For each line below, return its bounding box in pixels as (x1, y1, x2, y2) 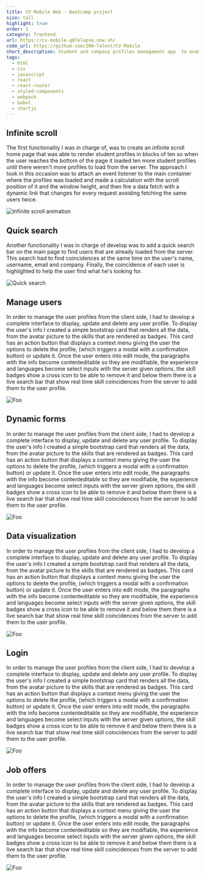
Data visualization (6, 531, 76, 542)
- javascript (12, 71, 45, 77)
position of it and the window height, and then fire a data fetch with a (6, 183, 180, 190)
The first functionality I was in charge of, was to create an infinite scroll (6, 144, 185, 151)
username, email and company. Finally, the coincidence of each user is (6, 261, 185, 268)
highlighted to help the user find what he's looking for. (6, 268, 142, 275)
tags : (6, 54, 20, 60)
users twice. (6, 196, 38, 203)
